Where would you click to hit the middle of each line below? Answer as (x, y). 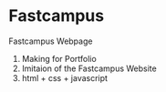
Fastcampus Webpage (51, 41)
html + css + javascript (65, 77)
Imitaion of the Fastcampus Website (89, 68)
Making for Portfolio (59, 58)
